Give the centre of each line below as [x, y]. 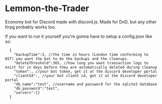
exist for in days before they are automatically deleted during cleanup [81, 67]
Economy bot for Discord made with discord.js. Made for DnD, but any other [81, 22]
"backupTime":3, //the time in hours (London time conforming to [81, 54]
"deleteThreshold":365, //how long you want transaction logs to [81, 63]
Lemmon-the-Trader [47, 8]
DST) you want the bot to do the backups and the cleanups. [67, 59]
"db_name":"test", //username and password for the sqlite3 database [86, 84]
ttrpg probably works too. [31, 27]
